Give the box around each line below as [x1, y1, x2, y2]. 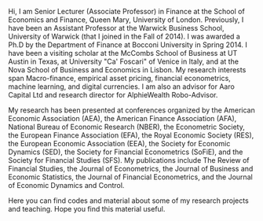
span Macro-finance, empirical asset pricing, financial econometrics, [8, 74, 232, 83]
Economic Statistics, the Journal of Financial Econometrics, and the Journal [8, 172, 253, 182]
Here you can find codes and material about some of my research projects [8, 196, 249, 205]
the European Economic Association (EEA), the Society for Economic [8, 139, 231, 148]
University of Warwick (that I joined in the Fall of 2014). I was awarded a [8, 31, 241, 41]
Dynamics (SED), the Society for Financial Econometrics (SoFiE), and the [8, 147, 243, 157]
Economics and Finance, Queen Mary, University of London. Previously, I [8, 15, 244, 24]
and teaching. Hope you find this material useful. [8, 204, 166, 213]
